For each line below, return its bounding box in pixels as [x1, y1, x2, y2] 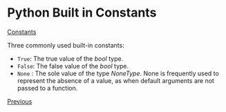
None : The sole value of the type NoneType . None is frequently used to [17, 69, 219, 77]
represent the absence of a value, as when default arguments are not [17, 76, 214, 84]
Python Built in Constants [7, 5, 157, 21]
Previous [7, 97, 32, 105]
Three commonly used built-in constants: [7, 41, 124, 49]
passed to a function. [17, 84, 78, 92]
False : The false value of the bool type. [17, 62, 129, 70]
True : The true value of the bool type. [17, 54, 124, 63]
